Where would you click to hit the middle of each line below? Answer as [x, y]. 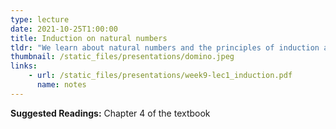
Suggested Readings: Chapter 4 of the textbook [110, 113]
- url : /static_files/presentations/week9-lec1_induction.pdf [160, 76]
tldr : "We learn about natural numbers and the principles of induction [165, 47]
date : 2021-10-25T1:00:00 [64, 29]
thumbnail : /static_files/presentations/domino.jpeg [122, 57]
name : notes [61, 85]
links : [24, 66]
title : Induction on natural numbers [89, 38]
